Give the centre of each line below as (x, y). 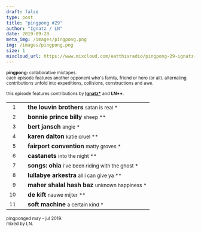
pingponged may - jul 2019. (34, 218)
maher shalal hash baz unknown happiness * (87, 185)
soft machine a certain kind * (66, 204)
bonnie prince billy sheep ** (67, 117)
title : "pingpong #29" (34, 23)
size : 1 (16, 51)
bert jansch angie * (54, 126)
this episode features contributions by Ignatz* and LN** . (65, 93)
